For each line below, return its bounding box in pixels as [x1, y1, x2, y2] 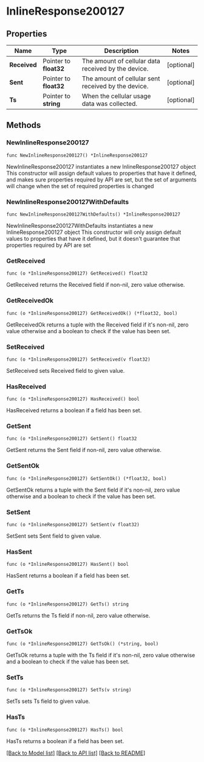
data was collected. [81, 99, 138, 108]
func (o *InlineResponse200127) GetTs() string [6, 601, 129, 607]
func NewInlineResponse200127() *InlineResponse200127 [6, 152, 148, 158]
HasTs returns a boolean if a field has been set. [6, 737, 124, 744]
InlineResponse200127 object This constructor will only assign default [6, 228, 182, 236]
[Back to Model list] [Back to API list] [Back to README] [6, 749, 146, 757]
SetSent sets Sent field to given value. [6, 532, 101, 540]
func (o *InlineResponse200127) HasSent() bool [6, 562, 129, 568]
